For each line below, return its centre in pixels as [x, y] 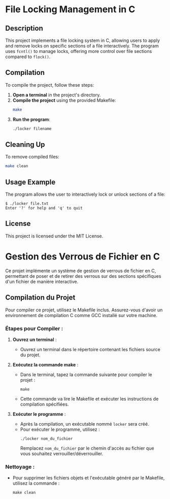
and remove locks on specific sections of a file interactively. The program [82, 46]
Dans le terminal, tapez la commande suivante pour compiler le [86, 374]
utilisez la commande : [36, 483]
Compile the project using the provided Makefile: [64, 100]
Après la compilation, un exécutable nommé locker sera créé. [84, 424]
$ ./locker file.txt [27, 204]
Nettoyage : [20, 466]
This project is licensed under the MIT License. [54, 236]
